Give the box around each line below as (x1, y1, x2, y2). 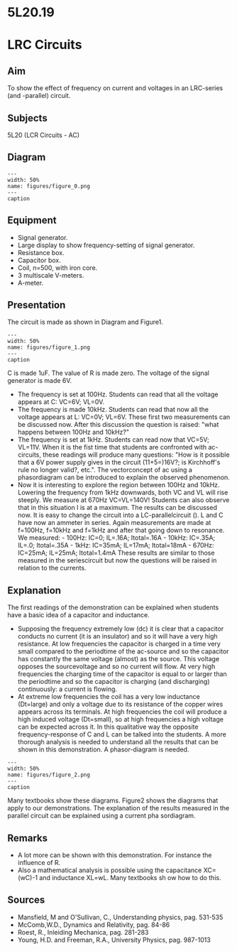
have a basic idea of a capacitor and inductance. (7, 611, 150, 619)
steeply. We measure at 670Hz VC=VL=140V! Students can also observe (17, 496, 230, 504)
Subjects (7, 112, 48, 124)
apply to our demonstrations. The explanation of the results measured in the (7, 804, 230, 813)
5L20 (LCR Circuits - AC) (7, 131, 80, 139)
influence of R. (17, 859, 61, 867)
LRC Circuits (7, 37, 82, 53)
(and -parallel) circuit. (7, 92, 71, 100)
